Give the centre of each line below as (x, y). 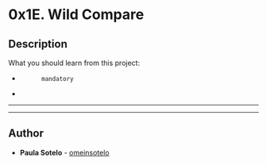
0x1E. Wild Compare (76, 15)
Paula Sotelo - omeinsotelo (64, 152)
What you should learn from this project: (74, 63)
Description (38, 44)
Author (26, 134)
